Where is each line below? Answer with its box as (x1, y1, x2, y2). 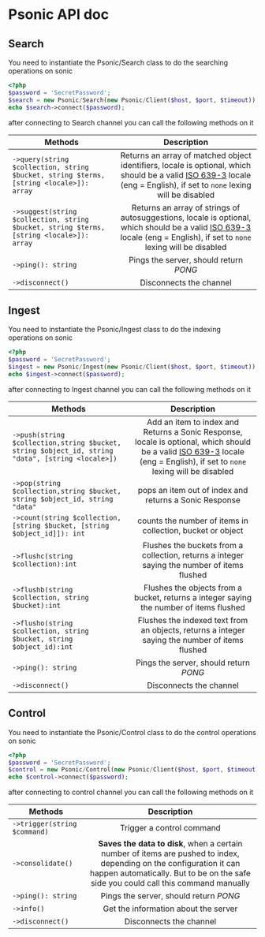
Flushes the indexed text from (137, 614, 248, 625)
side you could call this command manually (90, 878, 250, 889)
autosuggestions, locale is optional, (121, 211, 252, 222)
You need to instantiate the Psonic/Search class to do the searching (8, 58, 229, 67)
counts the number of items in (137, 515, 248, 526)
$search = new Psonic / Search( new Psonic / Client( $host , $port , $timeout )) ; (8, 96, 259, 104)
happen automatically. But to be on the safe (89, 868, 251, 879)
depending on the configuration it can (100, 858, 241, 869)
